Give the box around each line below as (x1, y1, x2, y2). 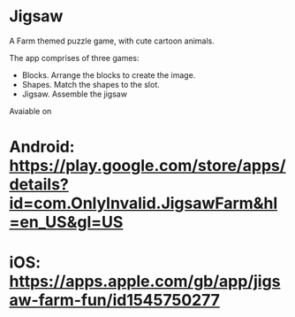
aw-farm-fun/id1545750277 (9, 290, 221, 311)
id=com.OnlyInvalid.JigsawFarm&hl (9, 193, 278, 213)
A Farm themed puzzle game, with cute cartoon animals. (9, 35, 215, 46)
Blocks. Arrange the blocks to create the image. (21, 69, 196, 81)
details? (9, 174, 69, 195)
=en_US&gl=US (9, 213, 124, 232)
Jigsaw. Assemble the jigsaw (21, 89, 128, 99)
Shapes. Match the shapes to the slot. (21, 79, 161, 89)
